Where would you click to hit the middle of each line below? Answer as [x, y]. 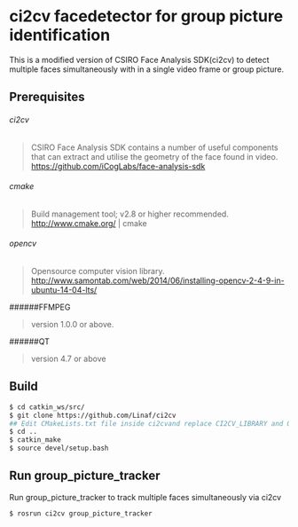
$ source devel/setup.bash [59, 448]
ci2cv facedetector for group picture [146, 16]
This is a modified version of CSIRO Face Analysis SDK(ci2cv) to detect [139, 59]
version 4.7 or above [68, 358]
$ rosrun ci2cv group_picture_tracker [81, 513]
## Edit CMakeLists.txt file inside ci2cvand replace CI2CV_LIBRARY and [146, 423]
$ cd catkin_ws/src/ [47, 407]
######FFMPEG [40, 307]
